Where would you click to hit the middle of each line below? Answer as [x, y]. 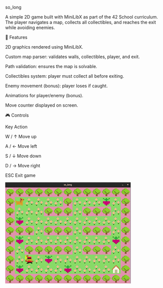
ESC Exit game [21, 175]
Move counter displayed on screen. [42, 105]
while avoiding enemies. [30, 28]
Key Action [16, 127]
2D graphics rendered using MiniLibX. [44, 47]
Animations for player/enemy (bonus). [44, 95]
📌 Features [16, 37]
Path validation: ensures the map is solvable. [51, 66]
